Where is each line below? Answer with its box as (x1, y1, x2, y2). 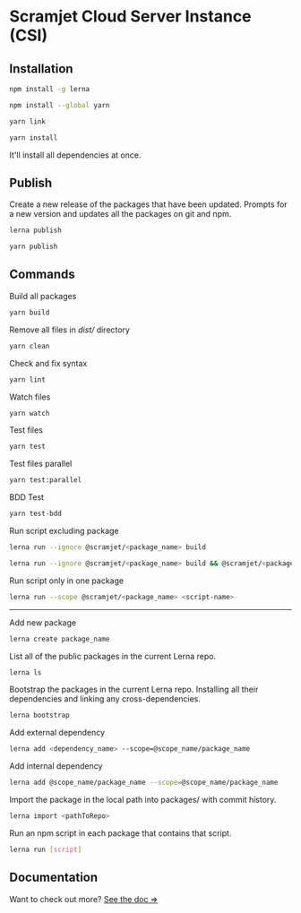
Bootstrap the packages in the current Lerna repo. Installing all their (9, 684, 259, 695)
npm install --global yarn (9, 100, 110, 109)
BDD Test (9, 492, 45, 503)
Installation (9, 61, 73, 76)
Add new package (9, 616, 77, 628)
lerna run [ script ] (9, 845, 82, 854)
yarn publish (9, 242, 58, 252)
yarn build (9, 307, 50, 317)
